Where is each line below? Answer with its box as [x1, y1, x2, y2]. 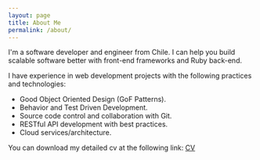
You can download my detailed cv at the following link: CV [8, 143, 196, 153]
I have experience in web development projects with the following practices [8, 71, 252, 81]
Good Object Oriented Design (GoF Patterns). [19, 95, 167, 104]
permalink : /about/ [8, 26, 72, 34]
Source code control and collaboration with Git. [19, 111, 172, 121]
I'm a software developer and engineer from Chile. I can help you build [8, 48, 236, 57]
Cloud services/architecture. [19, 128, 112, 137]
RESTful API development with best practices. [19, 119, 168, 129]
